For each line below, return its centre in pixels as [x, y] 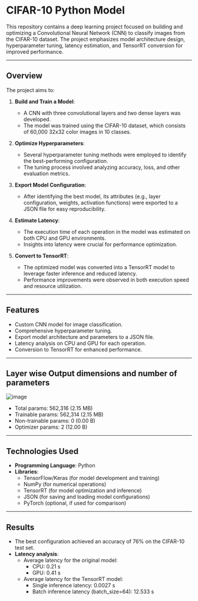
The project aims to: [30, 90]
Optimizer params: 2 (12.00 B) [51, 427]
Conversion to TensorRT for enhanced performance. [78, 350]
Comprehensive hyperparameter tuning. [63, 331]
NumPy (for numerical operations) [65, 484]
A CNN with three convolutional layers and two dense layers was [102, 113]
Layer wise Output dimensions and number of [92, 373]
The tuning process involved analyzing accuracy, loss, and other [102, 167]
